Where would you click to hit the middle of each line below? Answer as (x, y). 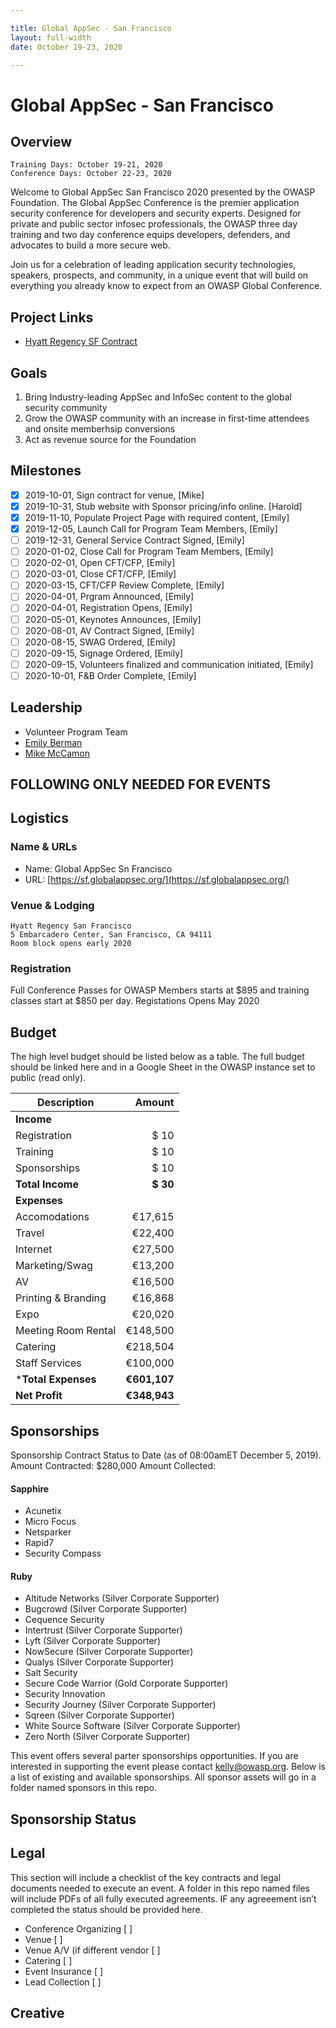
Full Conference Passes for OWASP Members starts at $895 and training (160, 990)
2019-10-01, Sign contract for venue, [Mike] (114, 495)
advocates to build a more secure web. (90, 245)
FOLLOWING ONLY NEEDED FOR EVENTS (141, 784)
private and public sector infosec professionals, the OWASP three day (154, 224)
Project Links (52, 317)
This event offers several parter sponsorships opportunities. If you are (154, 1756)
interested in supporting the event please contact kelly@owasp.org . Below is (168, 1767)
